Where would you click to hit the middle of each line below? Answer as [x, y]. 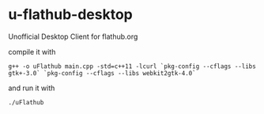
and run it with [32, 88]
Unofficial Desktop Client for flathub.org [73, 36]
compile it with [32, 51]
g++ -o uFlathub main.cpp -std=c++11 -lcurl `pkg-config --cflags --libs [132, 66]
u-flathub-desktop [70, 15]
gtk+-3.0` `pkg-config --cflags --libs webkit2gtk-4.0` [102, 73]
